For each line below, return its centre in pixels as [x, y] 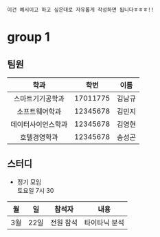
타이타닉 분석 [104, 223]
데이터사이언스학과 [39, 124]
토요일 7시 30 [35, 190]
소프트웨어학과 [39, 111]
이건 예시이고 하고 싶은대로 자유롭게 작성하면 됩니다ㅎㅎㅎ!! [81, 10]
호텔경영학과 [39, 137]
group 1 [28, 37]
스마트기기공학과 [39, 99]
